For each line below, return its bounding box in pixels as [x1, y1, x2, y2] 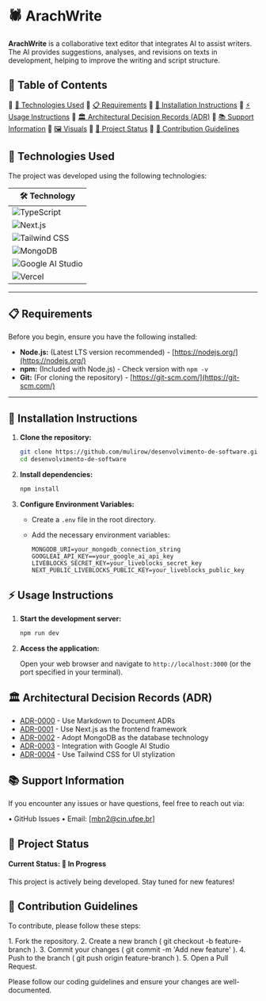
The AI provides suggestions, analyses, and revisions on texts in [8, 47, 218, 56]
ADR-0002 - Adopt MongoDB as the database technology [19, 733, 209, 743]
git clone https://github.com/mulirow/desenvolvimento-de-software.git [19, 448, 261, 457]
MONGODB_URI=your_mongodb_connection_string [31, 545, 181, 553]
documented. [8, 985, 52, 995]
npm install [19, 485, 59, 493]
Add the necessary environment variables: [31, 529, 170, 540]
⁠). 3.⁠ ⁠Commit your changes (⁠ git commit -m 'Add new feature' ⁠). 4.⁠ [32, 945, 246, 954]
